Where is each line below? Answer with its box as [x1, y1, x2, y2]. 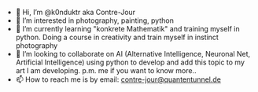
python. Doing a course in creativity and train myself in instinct [15, 32, 219, 42]
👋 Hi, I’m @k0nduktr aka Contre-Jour [15, 8, 136, 17]
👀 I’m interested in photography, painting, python [15, 16, 175, 25]
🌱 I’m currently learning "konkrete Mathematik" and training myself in [15, 24, 240, 33]
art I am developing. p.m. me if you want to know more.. [15, 66, 197, 75]
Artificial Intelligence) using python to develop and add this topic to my [15, 57, 245, 67]
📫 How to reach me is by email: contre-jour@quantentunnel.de [15, 75, 222, 84]
